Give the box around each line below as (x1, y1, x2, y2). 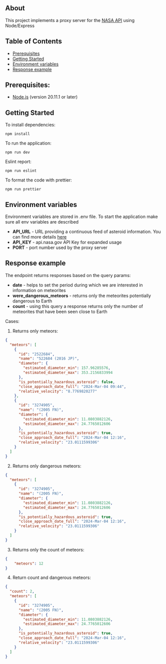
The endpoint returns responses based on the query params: (5, 272, 131, 278)
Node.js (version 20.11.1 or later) (12, 94, 78, 100)
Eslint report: (5, 158, 31, 164)
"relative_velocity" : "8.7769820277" (18, 388, 97, 394)
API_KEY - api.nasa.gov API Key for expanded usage (12, 239, 122, 245)
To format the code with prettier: (5, 177, 72, 183)
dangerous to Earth (12, 297, 52, 304)
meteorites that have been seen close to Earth (12, 308, 107, 314)
